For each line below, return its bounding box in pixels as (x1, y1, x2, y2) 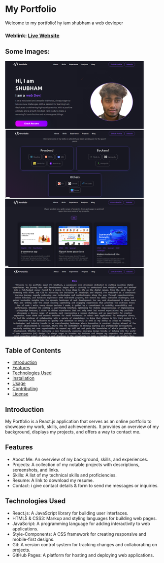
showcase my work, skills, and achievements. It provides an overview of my (5, 424, 159, 430)
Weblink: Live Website (5, 32, 60, 39)
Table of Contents (5, 346, 62, 354)
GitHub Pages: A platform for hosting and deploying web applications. (12, 552, 154, 558)
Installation (12, 375, 35, 381)
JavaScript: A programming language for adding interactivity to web (12, 520, 150, 526)
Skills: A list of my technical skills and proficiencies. (12, 472, 117, 478)
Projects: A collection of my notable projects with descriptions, (12, 461, 140, 468)
